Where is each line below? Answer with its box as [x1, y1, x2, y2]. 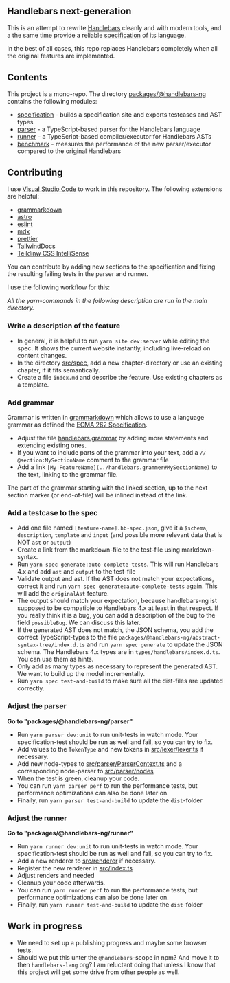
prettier [16, 235, 38, 243]
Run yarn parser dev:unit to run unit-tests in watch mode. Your [16, 730, 198, 738]
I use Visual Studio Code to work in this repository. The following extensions [7, 185, 222, 193]
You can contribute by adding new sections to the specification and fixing [7, 262, 216, 271]
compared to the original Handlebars [16, 147, 122, 155]
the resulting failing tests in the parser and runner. [7, 270, 149, 278]
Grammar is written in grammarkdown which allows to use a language [7, 414, 205, 422]
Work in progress [7, 920, 82, 932]
